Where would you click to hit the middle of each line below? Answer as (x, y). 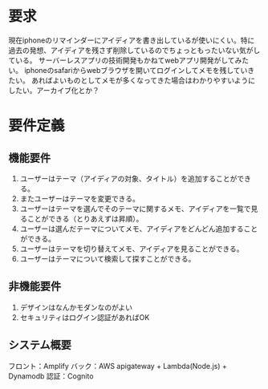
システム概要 (40, 345)
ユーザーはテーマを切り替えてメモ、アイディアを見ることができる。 (132, 249)
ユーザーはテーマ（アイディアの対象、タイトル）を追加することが (128, 178)
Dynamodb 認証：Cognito (51, 376)
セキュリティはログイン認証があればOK (85, 317)
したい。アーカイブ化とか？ (54, 90)
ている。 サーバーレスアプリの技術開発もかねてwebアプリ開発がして (122, 60)
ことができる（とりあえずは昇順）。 (85, 218)
